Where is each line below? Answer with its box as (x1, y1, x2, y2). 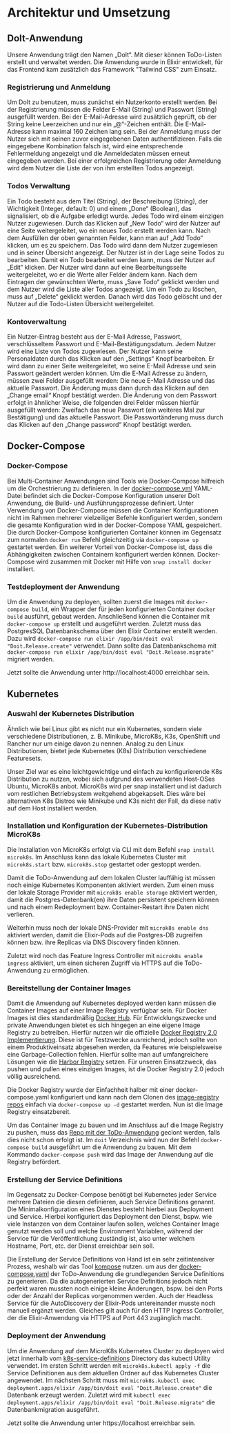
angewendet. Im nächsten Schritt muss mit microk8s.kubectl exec (7, 1376, 195, 1384)
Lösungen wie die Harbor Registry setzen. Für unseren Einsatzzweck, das (7, 1057, 217, 1066)
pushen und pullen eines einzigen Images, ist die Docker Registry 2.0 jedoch (7, 1065, 225, 1073)
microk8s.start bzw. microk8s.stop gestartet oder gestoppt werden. (7, 860, 201, 868)
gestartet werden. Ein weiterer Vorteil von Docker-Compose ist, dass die (7, 543, 212, 551)
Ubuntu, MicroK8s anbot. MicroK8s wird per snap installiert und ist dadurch (7, 781, 222, 790)
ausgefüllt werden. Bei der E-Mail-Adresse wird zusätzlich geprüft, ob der (7, 112, 217, 121)
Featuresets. (7, 754, 43, 762)
